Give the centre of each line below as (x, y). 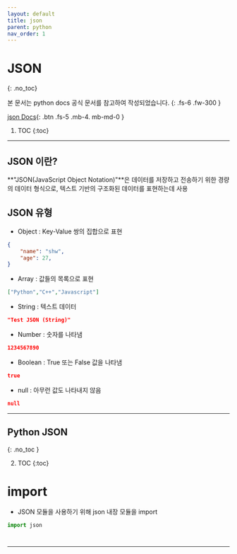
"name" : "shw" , (42, 251)
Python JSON (38, 432)
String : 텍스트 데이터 (47, 307)
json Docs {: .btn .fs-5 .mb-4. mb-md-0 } (66, 117)
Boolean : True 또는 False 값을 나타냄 (70, 362)
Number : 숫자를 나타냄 (50, 335)
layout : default (31, 14)
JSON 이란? (32, 161)
